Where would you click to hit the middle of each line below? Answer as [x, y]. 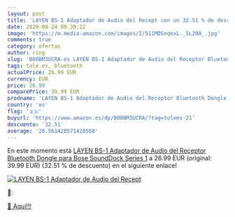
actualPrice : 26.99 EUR [42, 72]
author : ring [26, 53]
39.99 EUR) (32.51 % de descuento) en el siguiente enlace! [92, 166]
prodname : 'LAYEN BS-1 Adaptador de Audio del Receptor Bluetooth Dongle [117, 99]
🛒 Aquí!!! [20, 206]
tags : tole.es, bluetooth [45, 66]
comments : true [29, 40]
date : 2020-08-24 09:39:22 [47, 27]
